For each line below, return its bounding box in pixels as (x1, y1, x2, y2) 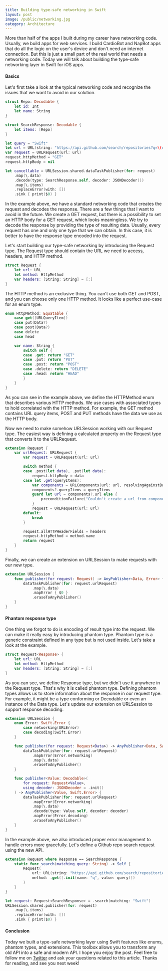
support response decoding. (5, 706, 64, 712)
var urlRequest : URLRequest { (14, 450, 77, 455)
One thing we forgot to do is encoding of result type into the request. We (5, 626, 155, 632)
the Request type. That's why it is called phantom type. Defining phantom (5, 685, 156, 691)
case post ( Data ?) (14, 325, 50, 330)
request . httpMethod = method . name (23, 533, 95, 539)
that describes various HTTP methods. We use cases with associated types (5, 400, 161, 406)
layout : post (5, 12, 32, 17)
